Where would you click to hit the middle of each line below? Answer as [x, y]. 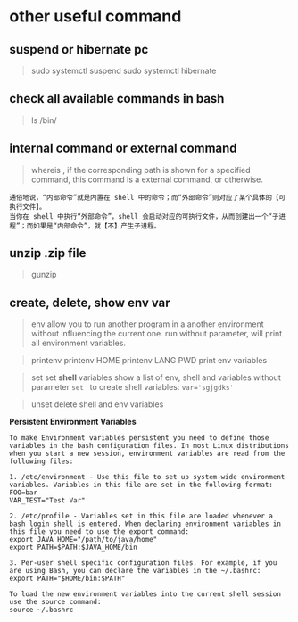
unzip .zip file [48, 253]
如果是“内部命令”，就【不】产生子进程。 [97, 226]
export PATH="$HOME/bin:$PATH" [67, 579]
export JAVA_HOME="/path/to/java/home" [83, 540]
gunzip [44, 275]
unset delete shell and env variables [97, 404]
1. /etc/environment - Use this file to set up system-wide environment [147, 477]
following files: [41, 461]
